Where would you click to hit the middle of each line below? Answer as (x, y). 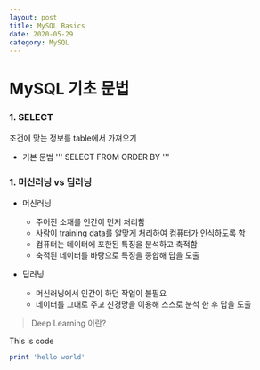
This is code (32, 341)
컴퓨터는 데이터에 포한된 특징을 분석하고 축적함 (116, 245)
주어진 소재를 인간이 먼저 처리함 (90, 222)
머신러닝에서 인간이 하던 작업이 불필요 (101, 294)
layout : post (33, 17)
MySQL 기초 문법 (69, 89)
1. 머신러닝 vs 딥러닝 (50, 181)
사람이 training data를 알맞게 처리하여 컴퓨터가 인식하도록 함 (141, 233)
